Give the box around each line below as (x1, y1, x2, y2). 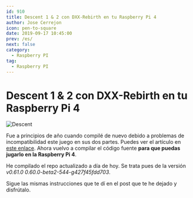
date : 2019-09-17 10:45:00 (6, 31, 72, 37)
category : (6, 47, 31, 53)
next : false (6, 42, 35, 48)
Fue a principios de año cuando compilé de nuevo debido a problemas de (6, 132, 184, 139)
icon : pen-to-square (6, 25, 57, 31)
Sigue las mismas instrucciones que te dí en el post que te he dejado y (6, 180, 177, 187)
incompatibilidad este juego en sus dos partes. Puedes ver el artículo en (6, 138, 181, 146)
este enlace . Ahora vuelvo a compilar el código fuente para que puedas (6, 145, 181, 152)
